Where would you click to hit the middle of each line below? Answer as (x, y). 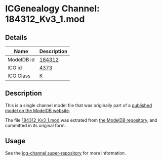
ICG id (15, 68)
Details (16, 37)
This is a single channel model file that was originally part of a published (79, 105)
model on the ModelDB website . (38, 110)
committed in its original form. (36, 125)
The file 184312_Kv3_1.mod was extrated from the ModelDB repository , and (81, 120)
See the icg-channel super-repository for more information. (65, 153)
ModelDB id (21, 60)
